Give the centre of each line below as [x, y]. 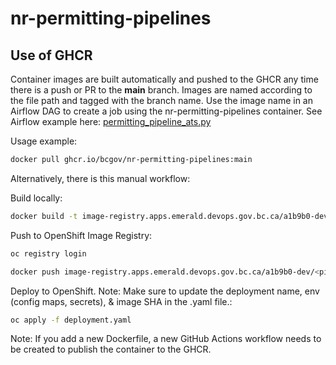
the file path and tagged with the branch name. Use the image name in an [161, 100]
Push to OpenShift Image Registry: [81, 235]
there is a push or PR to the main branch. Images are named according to [161, 90]
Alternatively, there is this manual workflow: [100, 178]
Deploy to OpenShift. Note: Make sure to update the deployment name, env [165, 291]
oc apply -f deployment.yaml [71, 320]
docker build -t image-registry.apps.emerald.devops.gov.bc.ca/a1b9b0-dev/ [171, 216]
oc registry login [48, 253]
